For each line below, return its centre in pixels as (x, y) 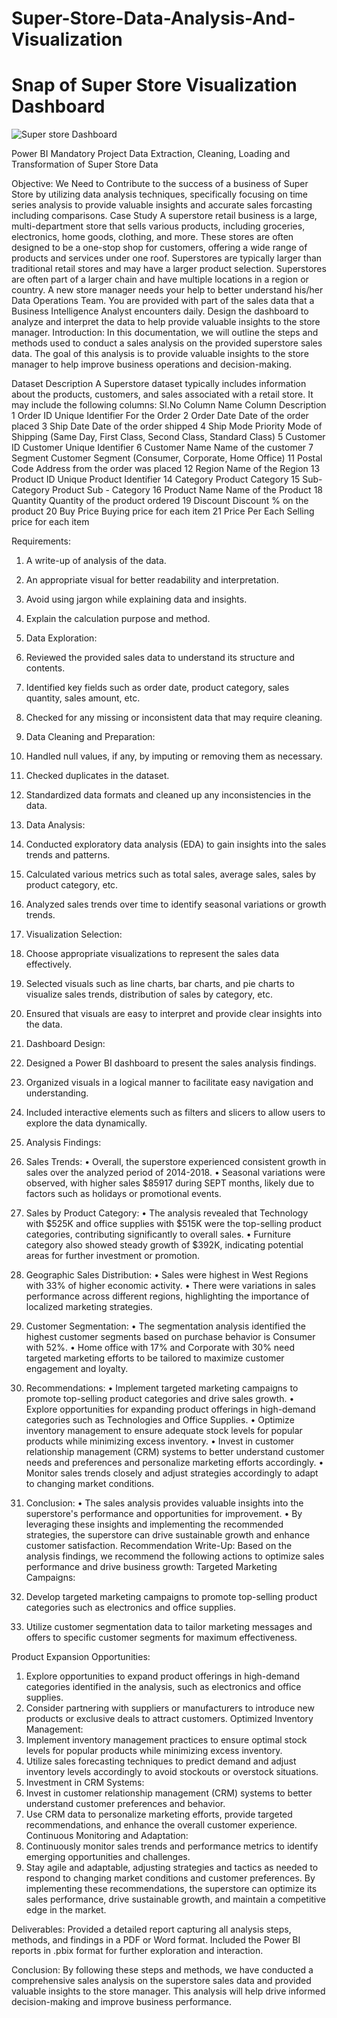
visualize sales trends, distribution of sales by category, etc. (149, 994)
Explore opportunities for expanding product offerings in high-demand (170, 1409)
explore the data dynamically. (86, 1123)
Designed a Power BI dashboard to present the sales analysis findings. (171, 1063)
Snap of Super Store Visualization (154, 85)
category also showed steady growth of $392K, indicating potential (164, 1245)
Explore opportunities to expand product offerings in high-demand (162, 1676)
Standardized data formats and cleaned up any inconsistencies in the (168, 795)
